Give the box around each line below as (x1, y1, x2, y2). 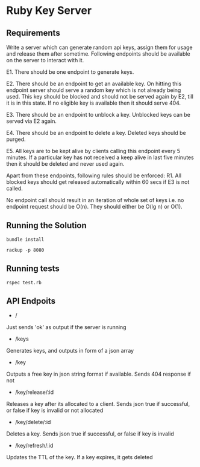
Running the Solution (6, 220, 87, 230)
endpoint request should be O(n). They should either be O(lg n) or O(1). (6, 203, 183, 210)
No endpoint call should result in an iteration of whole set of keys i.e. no (6, 197, 184, 203)
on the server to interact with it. (6, 57, 84, 64)
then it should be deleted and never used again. (6, 160, 125, 167)
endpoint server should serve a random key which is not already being (6, 87, 181, 94)
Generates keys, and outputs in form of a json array (6, 347, 134, 354)
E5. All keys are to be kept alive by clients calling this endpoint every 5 (6, 148, 181, 154)
